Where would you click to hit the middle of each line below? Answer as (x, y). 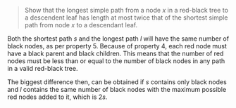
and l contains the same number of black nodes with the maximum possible (117, 89)
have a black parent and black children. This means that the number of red (116, 53)
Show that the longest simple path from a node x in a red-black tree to (126, 10)
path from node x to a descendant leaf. (81, 25)
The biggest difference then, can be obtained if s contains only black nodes (117, 82)
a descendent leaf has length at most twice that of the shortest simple (126, 18)
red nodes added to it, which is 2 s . (57, 97)
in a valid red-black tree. (43, 68)
